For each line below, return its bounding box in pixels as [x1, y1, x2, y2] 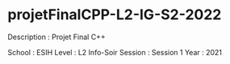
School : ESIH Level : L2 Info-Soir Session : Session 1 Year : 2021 [7, 47, 223, 57]
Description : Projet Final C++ [7, 32, 106, 42]
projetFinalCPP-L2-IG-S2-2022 [7, 6, 222, 24]
